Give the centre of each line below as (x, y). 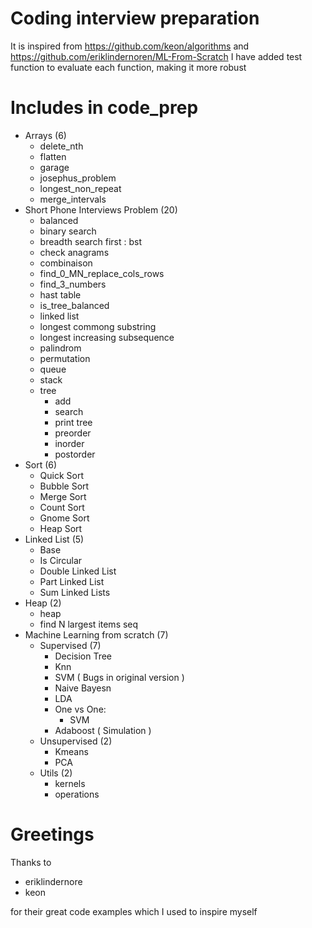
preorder (73, 433)
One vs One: (80, 709)
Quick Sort (62, 475)
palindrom (60, 348)
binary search (68, 231)
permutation (65, 358)
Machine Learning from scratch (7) (96, 634)
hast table (60, 294)
